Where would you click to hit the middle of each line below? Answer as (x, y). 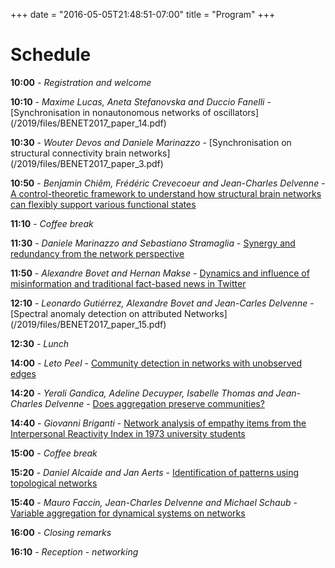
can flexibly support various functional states (103, 204)
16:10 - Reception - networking (74, 551)
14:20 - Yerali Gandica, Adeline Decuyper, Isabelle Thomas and (142, 393)
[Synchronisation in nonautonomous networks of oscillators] (135, 112)
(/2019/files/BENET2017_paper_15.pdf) (88, 324)
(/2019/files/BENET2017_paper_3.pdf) (87, 163)
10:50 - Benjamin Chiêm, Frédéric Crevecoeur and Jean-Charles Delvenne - (168, 183)
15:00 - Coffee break (54, 453)
